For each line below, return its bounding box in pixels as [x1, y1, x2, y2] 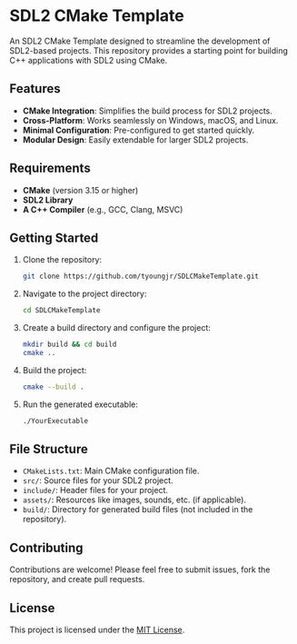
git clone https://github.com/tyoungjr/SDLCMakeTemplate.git [22, 272, 260, 282]
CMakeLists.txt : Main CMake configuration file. [22, 465, 200, 477]
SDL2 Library [22, 194, 74, 205]
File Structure [9, 441, 88, 457]
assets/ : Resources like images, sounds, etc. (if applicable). [22, 494, 247, 505]
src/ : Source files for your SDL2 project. [22, 475, 174, 486]
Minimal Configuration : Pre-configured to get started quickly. [22, 124, 255, 135]
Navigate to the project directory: [22, 288, 147, 300]
